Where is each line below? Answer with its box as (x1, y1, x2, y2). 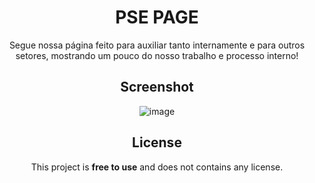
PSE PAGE (115, 6, 199, 29)
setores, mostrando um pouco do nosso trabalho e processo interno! (15, 49, 299, 61)
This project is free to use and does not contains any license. (30, 161, 284, 173)
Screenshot (120, 79, 194, 96)
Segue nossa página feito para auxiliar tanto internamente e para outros (8, 39, 306, 51)
